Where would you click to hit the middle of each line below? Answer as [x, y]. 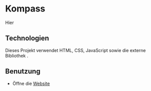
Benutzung [23, 71]
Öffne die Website [31, 83]
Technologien [27, 38]
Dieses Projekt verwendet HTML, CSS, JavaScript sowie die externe [75, 50]
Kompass [25, 9]
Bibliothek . [17, 55]
